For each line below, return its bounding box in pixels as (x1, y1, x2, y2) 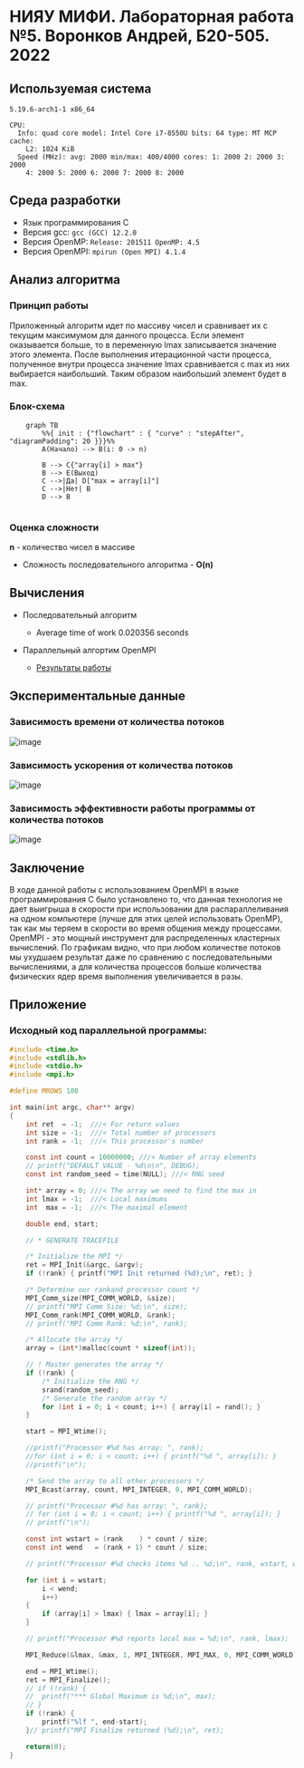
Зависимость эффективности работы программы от (9, 802, 256, 815)
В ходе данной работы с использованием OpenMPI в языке (9, 884, 240, 894)
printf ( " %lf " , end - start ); (42, 1717, 147, 1727)
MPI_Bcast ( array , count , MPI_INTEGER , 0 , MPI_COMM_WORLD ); (25, 1484, 253, 1494)
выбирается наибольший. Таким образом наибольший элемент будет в (9, 368, 287, 379)
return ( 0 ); (25, 1742, 67, 1751)
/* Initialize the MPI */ (25, 1252, 124, 1261)
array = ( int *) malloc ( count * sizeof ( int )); (25, 1344, 196, 1353)
